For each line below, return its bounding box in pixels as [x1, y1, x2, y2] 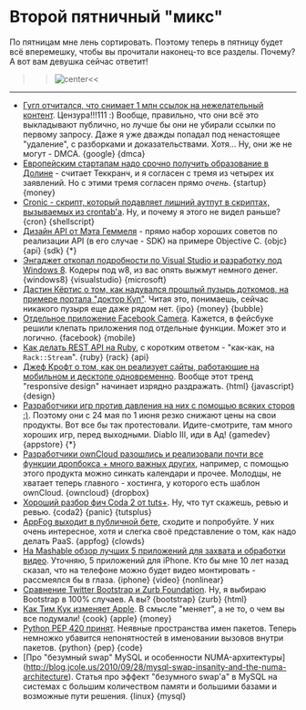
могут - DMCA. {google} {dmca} [22, 148, 146, 159]
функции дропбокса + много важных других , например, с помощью [22, 458, 290, 468]
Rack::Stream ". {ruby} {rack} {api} [22, 351, 150, 362]
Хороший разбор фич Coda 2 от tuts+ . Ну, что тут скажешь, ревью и [22, 497, 289, 508]
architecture [22, 671, 69, 682]
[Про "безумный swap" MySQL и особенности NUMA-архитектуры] [22, 652, 286, 663]
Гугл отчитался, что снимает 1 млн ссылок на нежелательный [22, 99, 264, 110]
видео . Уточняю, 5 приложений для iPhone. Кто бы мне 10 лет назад [22, 554, 289, 566]
